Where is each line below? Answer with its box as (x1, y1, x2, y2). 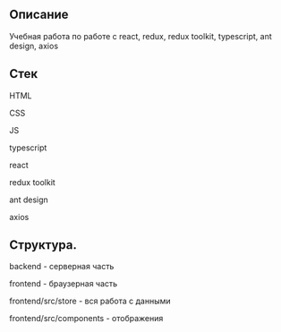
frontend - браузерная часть (9, 278, 118, 289)
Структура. (9, 237, 78, 253)
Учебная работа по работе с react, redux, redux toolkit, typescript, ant (9, 30, 272, 41)
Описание (9, 7, 69, 22)
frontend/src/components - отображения (9, 313, 164, 324)
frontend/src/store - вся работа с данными (9, 295, 172, 307)
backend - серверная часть (9, 261, 115, 272)
